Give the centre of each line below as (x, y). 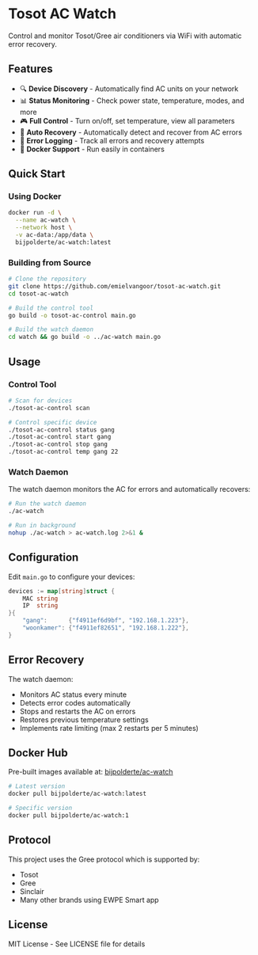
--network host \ (44, 228)
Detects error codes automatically (75, 702)
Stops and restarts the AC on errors (78, 711)
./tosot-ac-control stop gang (58, 444)
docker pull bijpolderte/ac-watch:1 (68, 816)
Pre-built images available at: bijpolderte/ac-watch (91, 772)
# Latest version (37, 786)
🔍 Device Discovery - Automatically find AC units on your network (129, 89)
